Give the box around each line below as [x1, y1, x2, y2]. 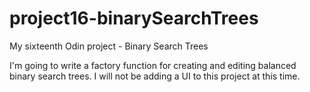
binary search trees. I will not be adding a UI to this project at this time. [9, 70, 301, 82]
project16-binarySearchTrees [9, 7, 259, 30]
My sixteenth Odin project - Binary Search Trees [9, 40, 209, 52]
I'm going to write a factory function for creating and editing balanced [9, 59, 297, 71]
